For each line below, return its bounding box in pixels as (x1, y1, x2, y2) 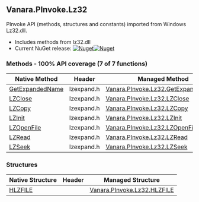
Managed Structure (103, 176, 160, 184)
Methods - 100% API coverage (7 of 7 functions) (6, 59, 148, 68)
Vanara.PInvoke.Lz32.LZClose (105, 94, 190, 103)
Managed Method (137, 75, 189, 83)
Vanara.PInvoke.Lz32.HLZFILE (89, 186, 174, 194)
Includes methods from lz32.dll (14, 38, 91, 45)
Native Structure (9, 176, 57, 184)
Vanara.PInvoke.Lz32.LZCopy (105, 104, 188, 112)
